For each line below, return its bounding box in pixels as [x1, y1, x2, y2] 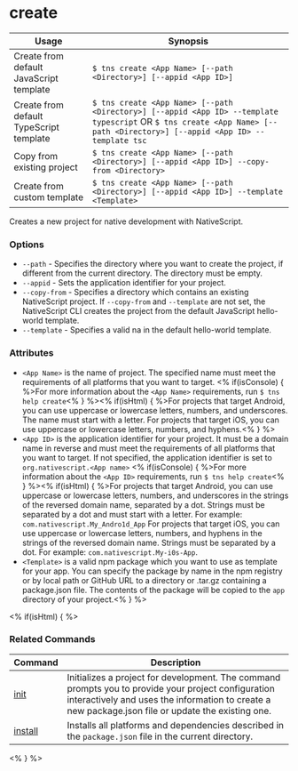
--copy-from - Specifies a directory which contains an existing [21, 287, 249, 298]
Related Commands [9, 633, 96, 646]
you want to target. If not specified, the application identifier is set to [21, 452, 272, 462]
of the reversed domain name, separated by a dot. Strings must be [21, 499, 266, 510]
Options [9, 238, 44, 251]
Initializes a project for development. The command [67, 671, 281, 683]
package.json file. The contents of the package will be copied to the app [21, 584, 286, 595]
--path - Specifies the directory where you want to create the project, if [21, 259, 284, 269]
